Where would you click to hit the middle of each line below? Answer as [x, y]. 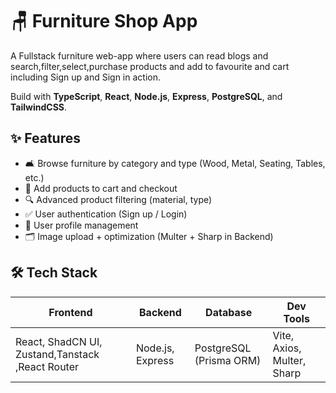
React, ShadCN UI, [59, 341]
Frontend [70, 312]
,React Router [47, 366]
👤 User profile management [81, 225]
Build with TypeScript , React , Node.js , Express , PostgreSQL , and [146, 96]
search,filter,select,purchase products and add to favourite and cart [150, 66]
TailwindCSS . [39, 107]
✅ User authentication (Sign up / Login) [106, 214]
